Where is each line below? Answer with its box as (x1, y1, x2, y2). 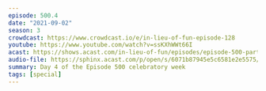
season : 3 (8, 26, 41, 34)
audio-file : (8, 56, 47, 64)
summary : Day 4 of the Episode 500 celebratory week (8, 63, 186, 71)
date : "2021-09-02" (8, 19, 73, 27)
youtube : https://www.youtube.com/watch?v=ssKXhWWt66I (8, 41, 193, 49)
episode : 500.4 (8, 11, 59, 20)
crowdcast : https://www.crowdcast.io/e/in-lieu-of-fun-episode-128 (8, 33, 236, 42)
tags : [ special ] (8, 70, 62, 78)
